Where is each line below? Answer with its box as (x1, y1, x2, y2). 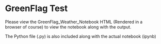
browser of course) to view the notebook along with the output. (5, 24, 132, 29)
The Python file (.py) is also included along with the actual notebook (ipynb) (5, 33, 157, 39)
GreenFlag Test (5, 3, 68, 14)
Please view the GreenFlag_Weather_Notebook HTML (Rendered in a (5, 19, 143, 25)
